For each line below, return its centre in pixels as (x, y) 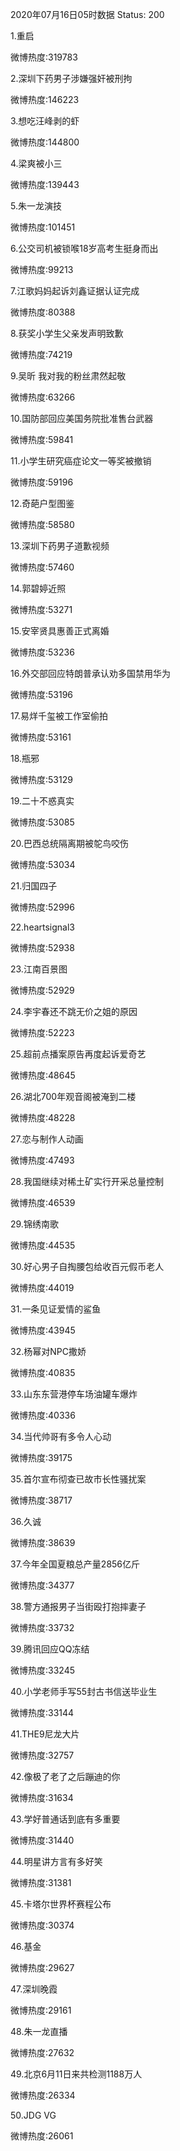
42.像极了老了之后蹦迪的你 (65, 1776)
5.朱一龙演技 (36, 206)
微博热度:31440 (42, 1840)
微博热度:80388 (43, 312)
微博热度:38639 (43, 1542)
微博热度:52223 (42, 1032)
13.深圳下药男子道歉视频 (60, 546)
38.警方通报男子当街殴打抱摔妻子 (78, 1606)
